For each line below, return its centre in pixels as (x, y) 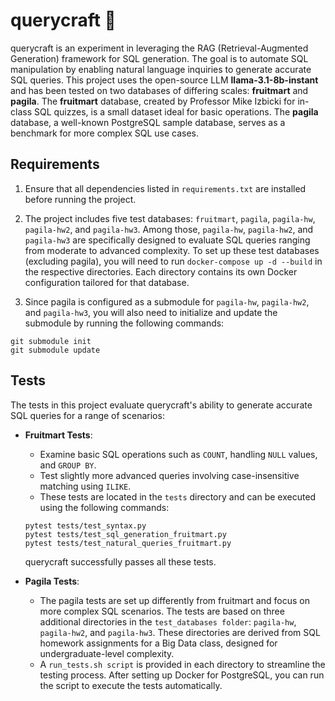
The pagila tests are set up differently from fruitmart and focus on (174, 600)
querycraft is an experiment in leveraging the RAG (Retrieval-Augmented (159, 48)
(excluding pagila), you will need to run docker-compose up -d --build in (173, 261)
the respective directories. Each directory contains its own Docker (161, 271)
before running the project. (80, 199)
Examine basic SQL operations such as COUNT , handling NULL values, (178, 454)
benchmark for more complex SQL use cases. (105, 133)
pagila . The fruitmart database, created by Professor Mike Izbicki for (153, 101)
